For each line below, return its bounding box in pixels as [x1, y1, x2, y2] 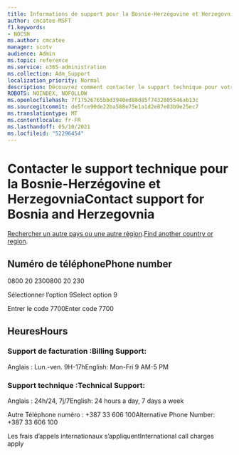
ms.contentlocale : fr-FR [7, 116, 81, 123]
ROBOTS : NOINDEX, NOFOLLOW [7, 90, 87, 97]
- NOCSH [7, 30, 31, 38]
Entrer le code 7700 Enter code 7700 [7, 305, 114, 313]
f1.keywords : [7, 24, 46, 31]
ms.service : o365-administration [7, 63, 107, 71]
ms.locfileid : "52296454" [7, 130, 84, 137]
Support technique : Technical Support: [7, 380, 146, 390]
